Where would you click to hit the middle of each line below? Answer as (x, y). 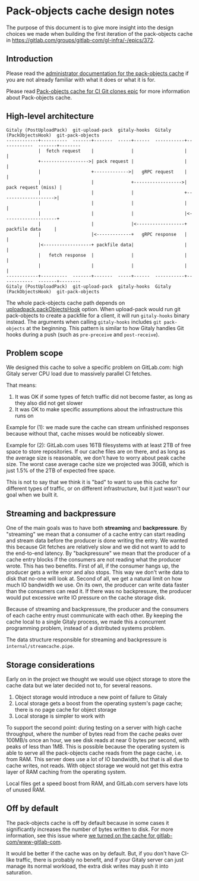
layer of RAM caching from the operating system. (66, 772)
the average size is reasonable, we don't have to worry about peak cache (96, 458)
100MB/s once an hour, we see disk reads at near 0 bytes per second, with (98, 740)
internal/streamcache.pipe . (40, 646)
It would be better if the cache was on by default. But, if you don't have (93, 853)
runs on (24, 416)
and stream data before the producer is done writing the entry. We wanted (97, 541)
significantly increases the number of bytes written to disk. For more (90, 829)
